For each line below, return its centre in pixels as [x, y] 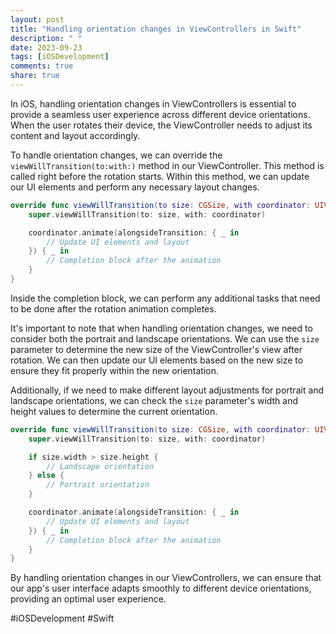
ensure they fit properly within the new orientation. [115, 370]
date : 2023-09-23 [46, 47]
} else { [46, 476]
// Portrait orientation [98, 485]
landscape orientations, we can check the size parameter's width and [154, 400]
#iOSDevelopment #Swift [62, 618]
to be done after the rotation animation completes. [113, 308]
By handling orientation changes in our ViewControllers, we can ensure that [166, 578]
